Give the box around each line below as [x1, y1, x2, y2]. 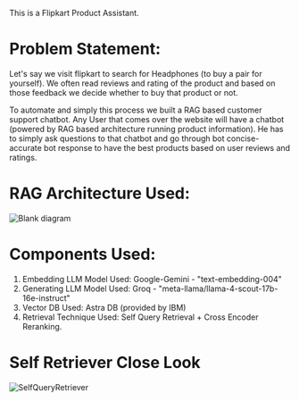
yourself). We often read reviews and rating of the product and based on [9, 78, 276, 88]
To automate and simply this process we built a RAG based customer [9, 104, 262, 115]
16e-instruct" [21, 292, 71, 303]
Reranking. [21, 321, 62, 331]
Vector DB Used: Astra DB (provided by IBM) [21, 302, 187, 313]
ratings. [9, 152, 37, 163]
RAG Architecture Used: [9, 183, 190, 204]
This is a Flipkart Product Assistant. [9, 8, 140, 18]
